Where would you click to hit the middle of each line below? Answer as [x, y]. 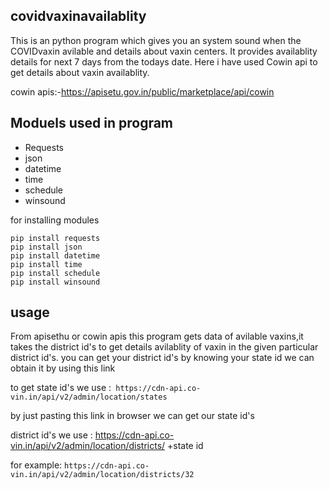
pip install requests [55, 238]
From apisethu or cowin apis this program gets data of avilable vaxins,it [157, 336]
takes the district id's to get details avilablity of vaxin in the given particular [164, 347]
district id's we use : [51, 435]
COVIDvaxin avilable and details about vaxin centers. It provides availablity [164, 51]
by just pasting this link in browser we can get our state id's [132, 416]
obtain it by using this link [63, 368]
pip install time [46, 264]
